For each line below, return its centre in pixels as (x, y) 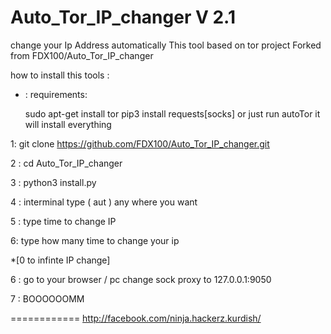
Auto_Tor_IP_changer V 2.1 (123, 17)
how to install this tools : (60, 75)
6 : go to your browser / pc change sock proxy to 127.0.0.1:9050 (141, 279)
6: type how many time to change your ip (95, 240)
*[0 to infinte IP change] (60, 260)
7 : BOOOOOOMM (47, 298)
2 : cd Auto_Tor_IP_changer (66, 163)
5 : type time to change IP (63, 221)
